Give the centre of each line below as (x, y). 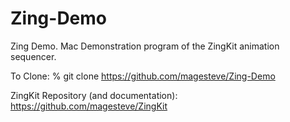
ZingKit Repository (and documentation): (94, 95)
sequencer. (33, 56)
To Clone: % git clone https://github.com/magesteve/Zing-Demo (143, 76)
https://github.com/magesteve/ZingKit (89, 106)
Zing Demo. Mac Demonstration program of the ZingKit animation (145, 46)
